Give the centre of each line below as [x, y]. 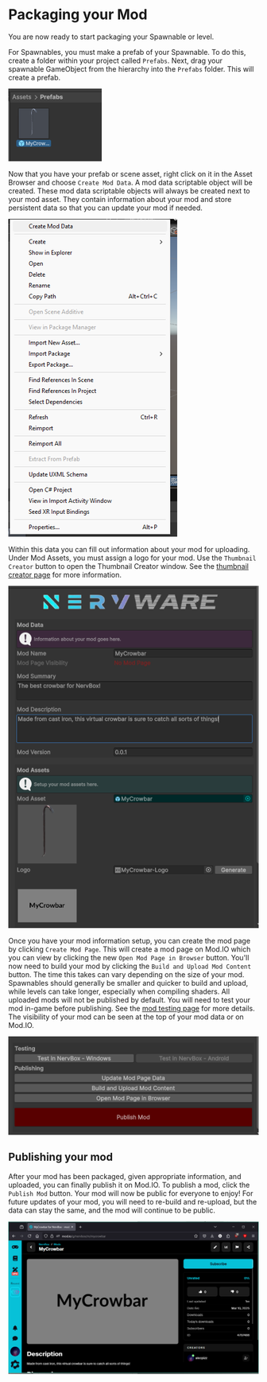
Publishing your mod [61, 1157]
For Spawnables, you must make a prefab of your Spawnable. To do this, [127, 52]
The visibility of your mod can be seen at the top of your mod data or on [126, 1017]
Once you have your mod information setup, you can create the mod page [130, 941]
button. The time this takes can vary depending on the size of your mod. [126, 975]
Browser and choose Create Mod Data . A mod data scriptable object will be [130, 182]
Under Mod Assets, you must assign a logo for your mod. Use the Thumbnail [132, 558]
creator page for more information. [65, 574]
